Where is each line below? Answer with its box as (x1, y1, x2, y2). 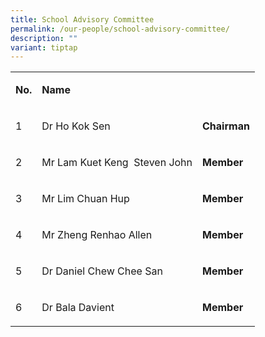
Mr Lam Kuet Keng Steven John (41, 156, 193, 170)
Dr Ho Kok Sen (41, 119, 111, 133)
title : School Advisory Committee (10, 14, 155, 25)
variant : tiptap (10, 42, 78, 53)
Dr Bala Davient (41, 301, 115, 315)
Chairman (202, 119, 250, 133)
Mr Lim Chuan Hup (41, 192, 130, 206)
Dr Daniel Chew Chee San (41, 264, 163, 278)
